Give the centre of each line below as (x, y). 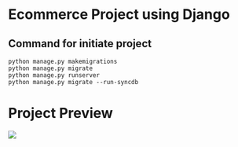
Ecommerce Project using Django (119, 15)
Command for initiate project (80, 44)
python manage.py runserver (54, 75)
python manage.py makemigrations (63, 61)
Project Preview (61, 114)
